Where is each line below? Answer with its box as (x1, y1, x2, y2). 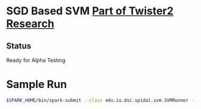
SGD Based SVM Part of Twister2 (6, 4, 174, 18)
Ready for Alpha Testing (6, 57, 66, 63)
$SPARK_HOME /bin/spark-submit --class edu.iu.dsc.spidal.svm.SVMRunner (6, 97, 188, 103)
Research (6, 17, 55, 31)
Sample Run (6, 78, 67, 91)
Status (6, 41, 32, 51)
